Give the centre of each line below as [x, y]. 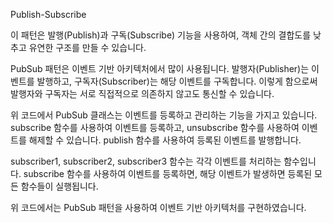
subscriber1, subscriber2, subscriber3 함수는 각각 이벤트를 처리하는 [146, 161]
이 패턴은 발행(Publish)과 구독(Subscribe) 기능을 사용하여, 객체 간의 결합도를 [161, 35]
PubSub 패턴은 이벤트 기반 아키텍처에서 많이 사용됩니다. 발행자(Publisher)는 [160, 68]
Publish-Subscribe [48, 14]
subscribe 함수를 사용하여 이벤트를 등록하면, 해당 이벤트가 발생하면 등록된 [168, 173]
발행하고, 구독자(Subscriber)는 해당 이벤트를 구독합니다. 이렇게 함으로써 [177, 81]
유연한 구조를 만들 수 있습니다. [87, 47]
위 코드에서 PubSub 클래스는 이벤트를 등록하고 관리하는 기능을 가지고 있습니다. [164, 115]
